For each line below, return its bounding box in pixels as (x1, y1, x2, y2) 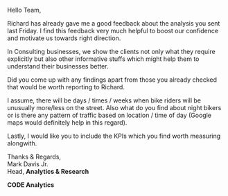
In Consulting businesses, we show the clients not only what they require (7, 48, 216, 55)
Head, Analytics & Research (7, 168, 89, 175)
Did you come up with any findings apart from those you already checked (7, 75, 217, 84)
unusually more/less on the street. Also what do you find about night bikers (7, 104, 222, 112)
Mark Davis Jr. (7, 160, 49, 168)
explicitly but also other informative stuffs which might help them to (7, 55, 200, 63)
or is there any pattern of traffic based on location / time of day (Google (7, 111, 211, 119)
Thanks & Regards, (7, 152, 61, 161)
